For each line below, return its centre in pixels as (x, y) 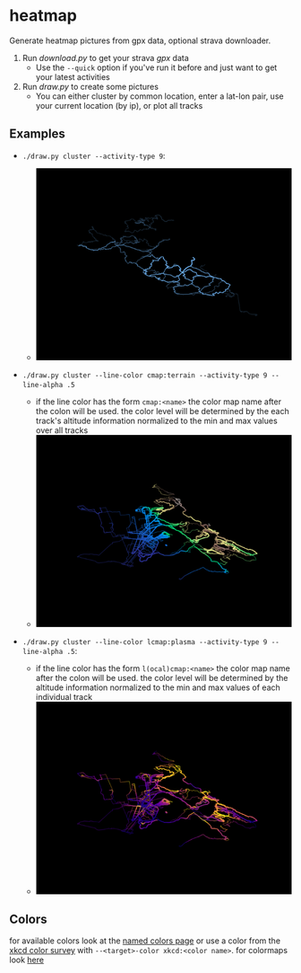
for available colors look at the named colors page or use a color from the (145, 941)
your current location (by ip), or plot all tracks (119, 105)
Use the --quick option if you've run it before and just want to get (156, 67)
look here (27, 960)
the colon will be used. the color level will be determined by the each (162, 411)
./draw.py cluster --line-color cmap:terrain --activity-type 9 (145, 376)
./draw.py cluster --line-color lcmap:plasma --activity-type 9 (145, 642)
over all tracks (62, 430)
